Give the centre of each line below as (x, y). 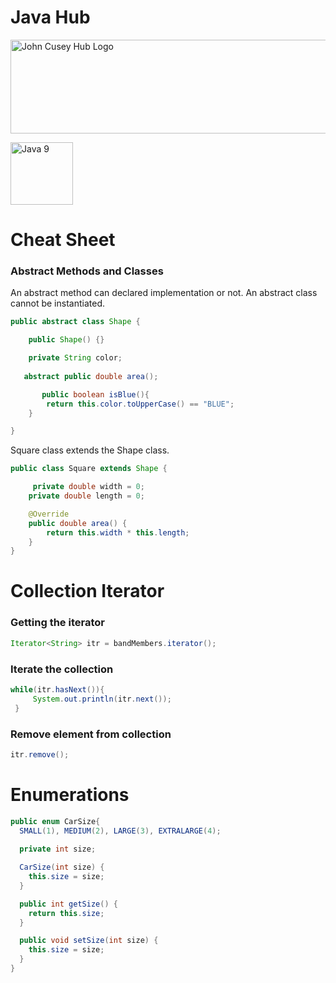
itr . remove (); (40, 754)
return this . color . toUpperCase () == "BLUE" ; (140, 404)
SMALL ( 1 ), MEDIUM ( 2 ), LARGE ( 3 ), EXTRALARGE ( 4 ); (120, 831)
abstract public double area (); (91, 376)
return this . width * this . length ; (118, 532)
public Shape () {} (66, 340)
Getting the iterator (57, 623)
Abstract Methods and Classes (87, 271)
